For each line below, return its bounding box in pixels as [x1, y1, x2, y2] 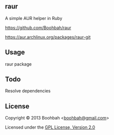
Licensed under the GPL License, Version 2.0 [5, 124, 96, 130]
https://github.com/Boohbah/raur [5, 25, 71, 31]
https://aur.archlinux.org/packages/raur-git [5, 34, 91, 40]
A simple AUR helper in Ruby [5, 15, 63, 21]
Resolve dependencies [5, 88, 51, 94]
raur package [5, 61, 32, 67]
